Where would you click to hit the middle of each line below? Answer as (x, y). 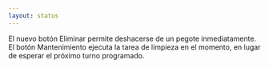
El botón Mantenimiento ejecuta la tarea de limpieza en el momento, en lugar (134, 47)
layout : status (34, 16)
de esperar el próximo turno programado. (76, 55)
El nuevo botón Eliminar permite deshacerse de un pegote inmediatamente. (132, 38)
